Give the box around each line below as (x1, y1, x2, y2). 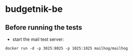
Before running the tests (5, 23, 82, 32)
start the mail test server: (12, 36, 64, 42)
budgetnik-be (5, 3, 63, 15)
